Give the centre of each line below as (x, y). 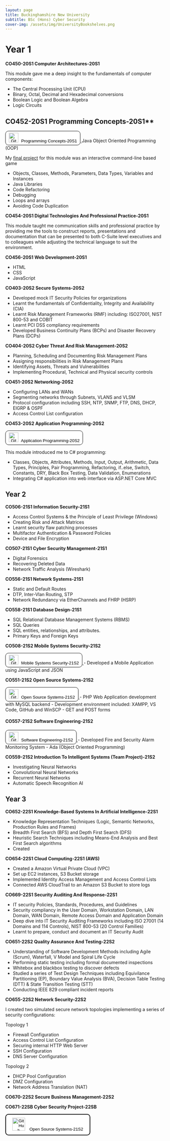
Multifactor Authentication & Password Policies (62, 533)
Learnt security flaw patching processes (55, 528)
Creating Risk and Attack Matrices (48, 522)
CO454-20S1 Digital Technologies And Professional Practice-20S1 (77, 216)
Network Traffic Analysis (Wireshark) (51, 569)
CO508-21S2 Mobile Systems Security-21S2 (53, 646)
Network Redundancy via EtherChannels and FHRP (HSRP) (74, 600)
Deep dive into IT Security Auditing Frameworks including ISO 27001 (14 (88, 921)
